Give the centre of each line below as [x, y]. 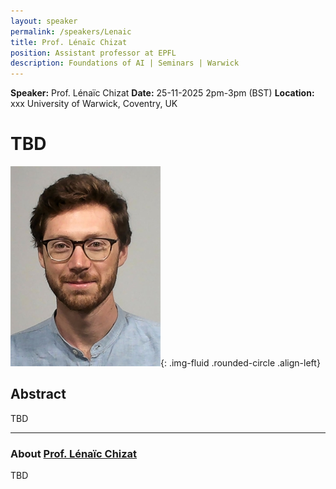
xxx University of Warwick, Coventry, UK [94, 104]
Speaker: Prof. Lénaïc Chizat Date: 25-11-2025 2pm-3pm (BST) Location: [162, 93]
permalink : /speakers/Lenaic [71, 31]
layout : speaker [44, 21]
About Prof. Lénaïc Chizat [74, 453]
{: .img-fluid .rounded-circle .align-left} [240, 363]
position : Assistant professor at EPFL [93, 53]
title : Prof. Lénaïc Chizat [69, 42]
